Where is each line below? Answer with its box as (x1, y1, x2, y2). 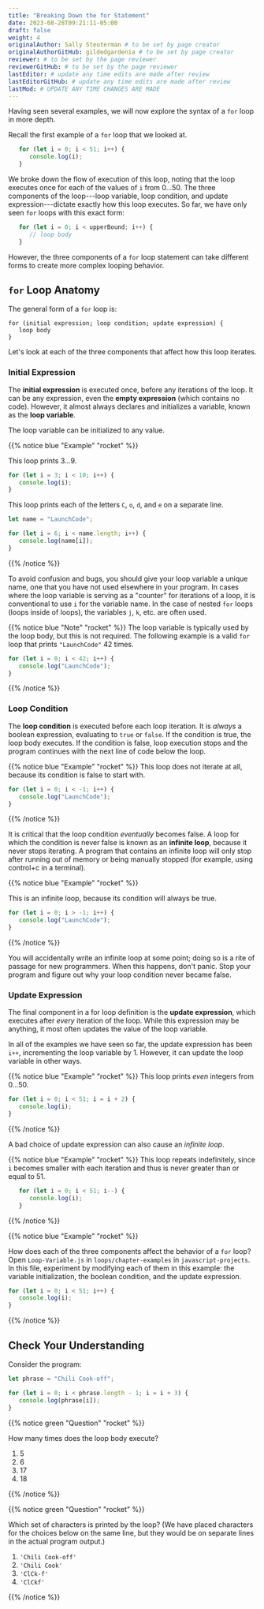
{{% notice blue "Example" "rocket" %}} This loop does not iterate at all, (8, 761, 243, 771)
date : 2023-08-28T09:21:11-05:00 (8, 19, 118, 27)
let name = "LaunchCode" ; (8, 515, 93, 523)
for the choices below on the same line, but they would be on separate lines (8, 1528, 255, 1537)
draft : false (8, 26, 51, 34)
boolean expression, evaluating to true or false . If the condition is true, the (8, 729, 251, 739)
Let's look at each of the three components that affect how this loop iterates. (8, 347, 257, 357)
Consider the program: (8, 1360, 82, 1369)
